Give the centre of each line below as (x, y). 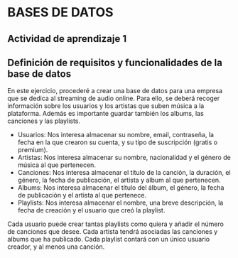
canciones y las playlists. (44, 121)
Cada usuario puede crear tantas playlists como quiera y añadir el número (115, 224)
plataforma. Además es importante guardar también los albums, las (106, 114)
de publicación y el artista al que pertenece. (82, 195)
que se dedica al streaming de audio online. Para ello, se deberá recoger (114, 98)
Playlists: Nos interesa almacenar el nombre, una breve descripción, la (120, 203)
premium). (33, 150)
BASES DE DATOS (60, 12)
